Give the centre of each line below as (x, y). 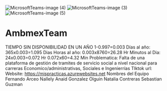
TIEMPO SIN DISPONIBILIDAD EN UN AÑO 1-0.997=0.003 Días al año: (78, 47)
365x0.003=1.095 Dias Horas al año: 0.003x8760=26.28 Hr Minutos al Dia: (83, 52)
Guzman (14, 84)
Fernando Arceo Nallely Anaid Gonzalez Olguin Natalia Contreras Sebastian (84, 79)
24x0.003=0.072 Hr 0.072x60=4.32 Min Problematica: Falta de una (75, 57)
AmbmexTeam (36, 33)
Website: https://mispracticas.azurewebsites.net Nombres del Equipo (77, 73)
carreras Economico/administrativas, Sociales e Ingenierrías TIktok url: (79, 68)
